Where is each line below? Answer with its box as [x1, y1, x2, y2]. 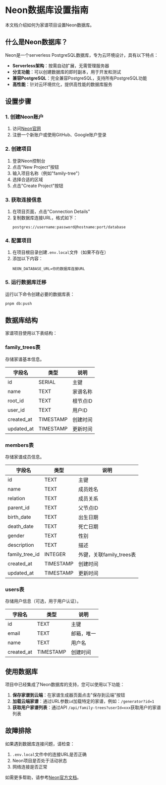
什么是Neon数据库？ [5, 38, 68, 46]
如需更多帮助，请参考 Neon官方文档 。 [5, 774, 82, 780]
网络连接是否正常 [12, 764, 48, 770]
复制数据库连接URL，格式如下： [12, 215, 78, 221]
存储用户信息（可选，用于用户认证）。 [5, 598, 81, 604]
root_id [7, 397, 24, 404]
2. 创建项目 [5, 145, 32, 152]
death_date [7, 523, 34, 530]
